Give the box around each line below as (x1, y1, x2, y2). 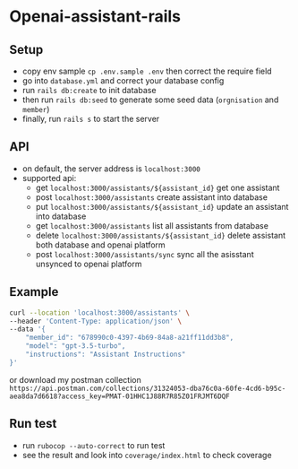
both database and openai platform (35, 239, 166, 250)
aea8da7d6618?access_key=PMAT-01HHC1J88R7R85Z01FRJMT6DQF (9, 392, 230, 401)
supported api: (21, 172, 77, 183)
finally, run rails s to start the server (21, 114, 160, 124)
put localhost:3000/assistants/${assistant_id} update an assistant (35, 201, 289, 212)
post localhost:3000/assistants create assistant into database (35, 191, 268, 203)
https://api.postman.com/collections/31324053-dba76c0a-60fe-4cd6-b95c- (9, 384, 286, 393)
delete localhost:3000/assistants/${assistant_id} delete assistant (35, 230, 286, 240)
